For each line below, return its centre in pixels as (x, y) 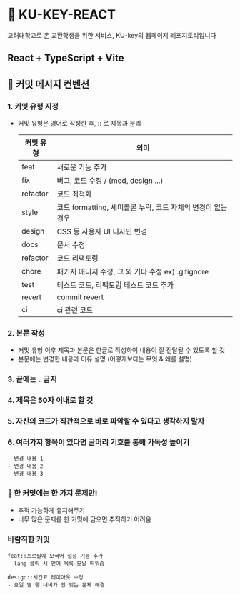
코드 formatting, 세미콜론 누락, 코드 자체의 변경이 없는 (142, 208)
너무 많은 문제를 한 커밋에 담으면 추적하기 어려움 (84, 519)
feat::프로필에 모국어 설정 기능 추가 (55, 556)
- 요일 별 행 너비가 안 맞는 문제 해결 (56, 585)
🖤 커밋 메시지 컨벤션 (49, 84)
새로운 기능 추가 (82, 167)
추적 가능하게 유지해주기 (51, 510)
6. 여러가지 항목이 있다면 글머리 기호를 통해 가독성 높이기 (99, 442)
